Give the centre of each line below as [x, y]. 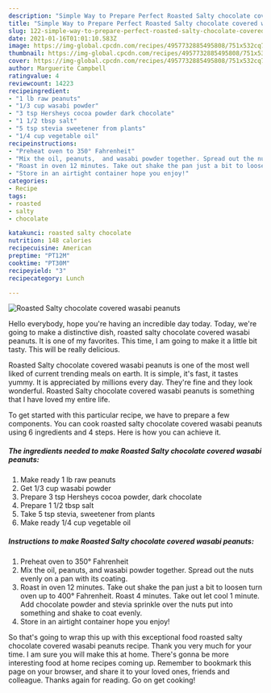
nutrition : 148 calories [50, 241]
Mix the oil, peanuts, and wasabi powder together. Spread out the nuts [137, 570]
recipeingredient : [39, 91]
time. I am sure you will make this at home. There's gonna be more [119, 654]
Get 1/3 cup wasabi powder [65, 489]
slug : [17, 31]
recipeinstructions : [43, 143]
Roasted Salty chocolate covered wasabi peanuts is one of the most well [129, 365]
